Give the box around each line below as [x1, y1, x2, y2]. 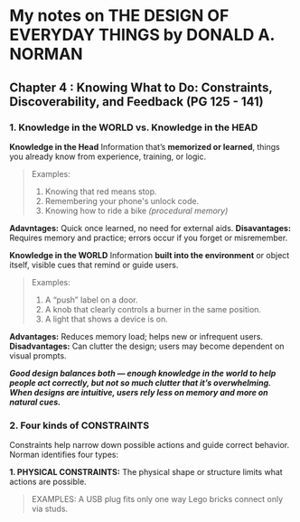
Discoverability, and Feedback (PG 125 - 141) [9, 94, 264, 109]
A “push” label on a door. [44, 294, 138, 305]
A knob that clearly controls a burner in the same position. [44, 303, 262, 314]
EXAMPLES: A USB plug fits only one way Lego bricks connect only [31, 494, 284, 505]
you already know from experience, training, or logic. [9, 151, 206, 162]
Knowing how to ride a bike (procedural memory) [44, 205, 229, 216]
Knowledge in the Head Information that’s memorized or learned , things [9, 141, 280, 152]
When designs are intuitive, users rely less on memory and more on [9, 387, 268, 397]
